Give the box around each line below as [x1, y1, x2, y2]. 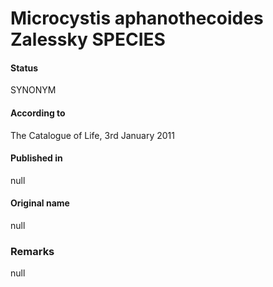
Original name [10, 197, 70, 209]
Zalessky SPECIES [10, 28, 166, 51]
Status [10, 62, 39, 74]
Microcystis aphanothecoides [10, 7, 264, 30]
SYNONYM [10, 84, 57, 96]
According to [10, 107, 66, 119]
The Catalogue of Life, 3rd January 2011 [10, 129, 175, 141]
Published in [10, 152, 63, 164]
